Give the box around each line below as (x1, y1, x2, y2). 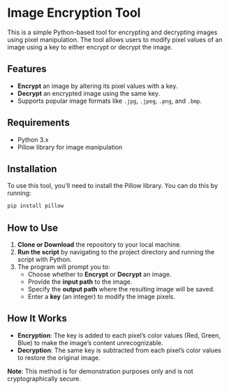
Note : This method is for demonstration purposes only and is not (7, 367, 193, 375)
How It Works (7, 312, 68, 324)
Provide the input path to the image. (27, 277, 133, 286)
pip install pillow (7, 203, 64, 210)
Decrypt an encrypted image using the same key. (17, 89, 161, 97)
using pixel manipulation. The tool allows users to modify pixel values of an (7, 35, 223, 43)
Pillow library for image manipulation (17, 143, 123, 151)
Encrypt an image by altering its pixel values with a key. (17, 82, 178, 90)
